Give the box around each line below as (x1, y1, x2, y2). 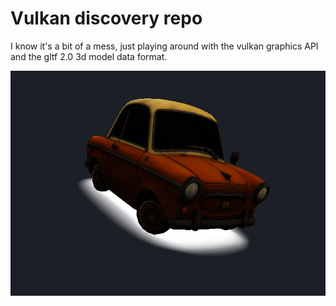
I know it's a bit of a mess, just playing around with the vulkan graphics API (10, 40, 319, 52)
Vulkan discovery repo (10, 7, 203, 30)
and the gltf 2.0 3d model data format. (10, 50, 168, 62)
